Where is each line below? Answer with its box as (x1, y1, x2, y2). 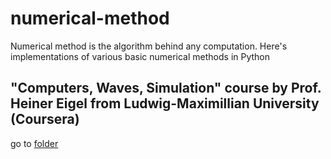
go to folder (10, 137, 59, 149)
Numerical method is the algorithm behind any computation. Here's (10, 40, 288, 52)
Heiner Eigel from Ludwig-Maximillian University (10, 95, 320, 112)
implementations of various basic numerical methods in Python (10, 50, 271, 62)
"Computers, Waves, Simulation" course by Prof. (10, 80, 322, 97)
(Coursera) (10, 111, 80, 128)
